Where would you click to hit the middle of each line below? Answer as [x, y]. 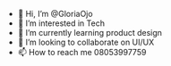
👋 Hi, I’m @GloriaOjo [55, 14]
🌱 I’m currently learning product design [90, 33]
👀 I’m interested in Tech [61, 23]
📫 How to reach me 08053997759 [82, 52]
